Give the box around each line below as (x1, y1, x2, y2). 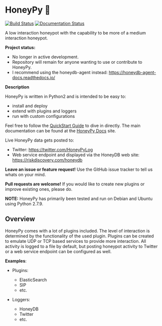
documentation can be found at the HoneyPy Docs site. (5, 127, 116, 133)
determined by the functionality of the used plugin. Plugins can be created (5, 233, 154, 239)
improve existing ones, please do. (5, 186, 72, 192)
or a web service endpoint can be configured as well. (5, 248, 112, 254)
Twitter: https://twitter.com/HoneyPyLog (12, 146, 93, 152)
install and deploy (12, 103, 48, 109)
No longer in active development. (12, 54, 79, 60)
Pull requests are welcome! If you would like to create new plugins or (5, 181, 145, 187)
